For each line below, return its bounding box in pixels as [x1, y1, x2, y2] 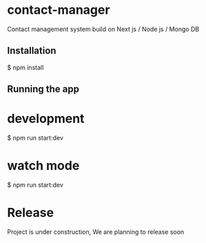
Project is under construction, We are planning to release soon [7, 227, 185, 236]
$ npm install [7, 63, 44, 71]
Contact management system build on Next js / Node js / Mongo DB [7, 25, 200, 33]
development [7, 111, 85, 126]
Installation [7, 45, 56, 57]
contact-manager [7, 2, 110, 18]
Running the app [7, 84, 79, 95]
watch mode [7, 158, 80, 174]
